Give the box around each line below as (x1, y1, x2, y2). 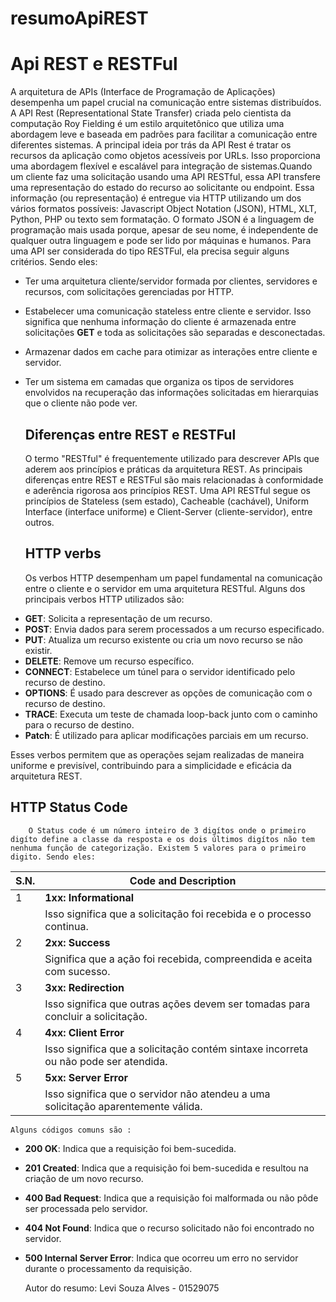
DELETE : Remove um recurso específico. (24, 655, 195, 667)
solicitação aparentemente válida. (44, 1099, 203, 1113)
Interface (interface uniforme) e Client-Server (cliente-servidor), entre (24, 505, 313, 517)
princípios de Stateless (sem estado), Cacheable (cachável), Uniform (24, 495, 310, 507)
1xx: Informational (44, 890, 135, 904)
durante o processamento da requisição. (24, 1262, 193, 1274)
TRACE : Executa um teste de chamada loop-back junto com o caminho (24, 708, 318, 720)
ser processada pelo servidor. (24, 1202, 148, 1214)
